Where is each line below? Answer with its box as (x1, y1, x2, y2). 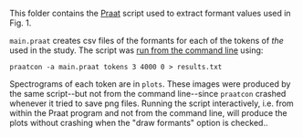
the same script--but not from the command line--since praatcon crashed (9, 89, 287, 99)
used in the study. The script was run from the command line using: (9, 45, 264, 56)
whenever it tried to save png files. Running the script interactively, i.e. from (9, 98, 294, 109)
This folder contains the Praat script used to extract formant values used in (9, 8, 291, 18)
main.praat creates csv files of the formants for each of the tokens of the (9, 36, 285, 46)
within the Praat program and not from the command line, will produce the (9, 108, 287, 118)
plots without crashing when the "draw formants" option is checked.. (9, 118, 268, 128)
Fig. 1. (9, 17, 32, 28)
